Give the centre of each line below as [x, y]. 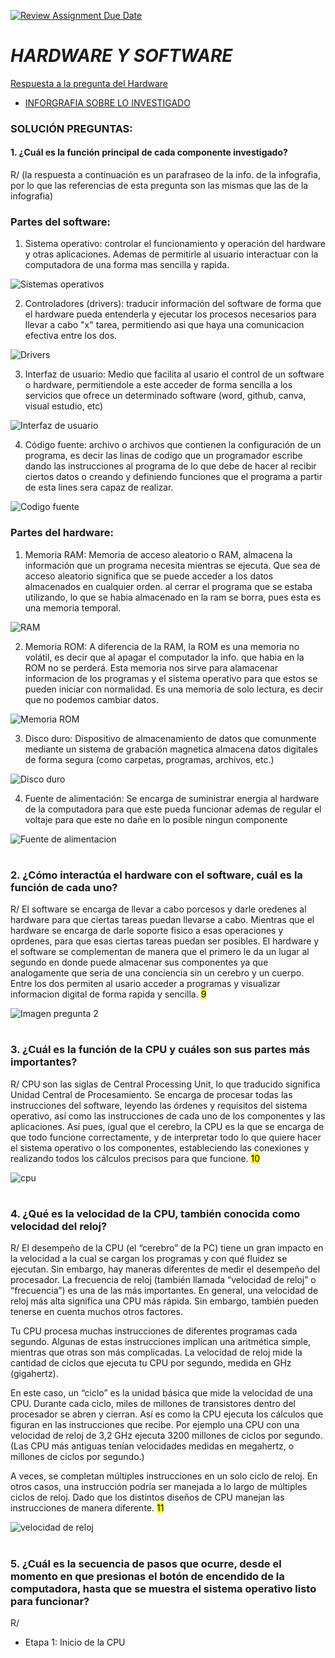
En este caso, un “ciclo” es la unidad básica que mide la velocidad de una [161, 1393]
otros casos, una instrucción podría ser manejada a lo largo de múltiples [159, 1487]
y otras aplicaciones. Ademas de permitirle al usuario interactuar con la [171, 254]
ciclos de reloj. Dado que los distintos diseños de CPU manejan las [147, 1497]
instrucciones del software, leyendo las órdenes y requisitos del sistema [159, 1105]
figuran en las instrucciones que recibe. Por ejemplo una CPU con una [155, 1425]
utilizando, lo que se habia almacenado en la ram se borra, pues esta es [173, 597]
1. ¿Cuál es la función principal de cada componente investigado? [149, 152]
